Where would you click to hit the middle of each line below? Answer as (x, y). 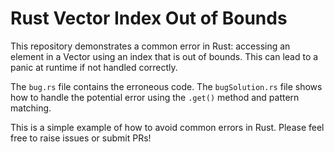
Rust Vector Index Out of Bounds (149, 18)
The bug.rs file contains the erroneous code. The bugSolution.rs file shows (166, 86)
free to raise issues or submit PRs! (81, 138)
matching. (31, 108)
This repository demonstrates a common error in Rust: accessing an (150, 46)
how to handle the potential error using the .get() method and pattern (155, 97)
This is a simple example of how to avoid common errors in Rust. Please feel (167, 127)
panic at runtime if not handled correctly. (94, 67)
